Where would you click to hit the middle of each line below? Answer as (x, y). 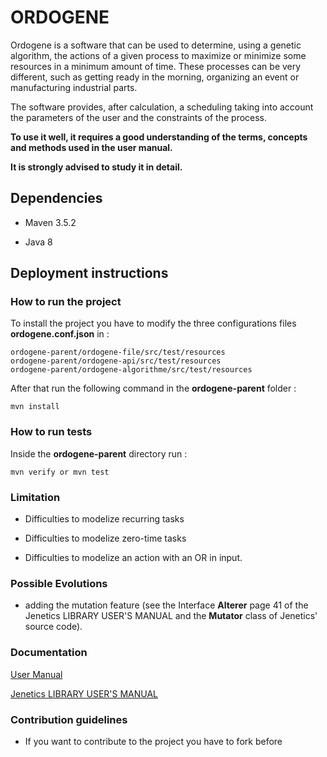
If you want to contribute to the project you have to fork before (153, 741)
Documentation (49, 653)
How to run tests (51, 432)
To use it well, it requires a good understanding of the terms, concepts (159, 137)
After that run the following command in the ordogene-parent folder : (153, 388)
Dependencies (56, 198)
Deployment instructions (89, 273)
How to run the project (66, 302)
